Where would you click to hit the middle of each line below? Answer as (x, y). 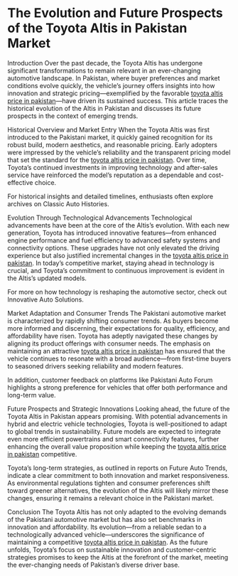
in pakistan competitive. (42, 454)
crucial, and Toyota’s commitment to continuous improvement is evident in (116, 270)
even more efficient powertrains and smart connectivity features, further (113, 439)
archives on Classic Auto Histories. (58, 203)
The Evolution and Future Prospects (115, 13)
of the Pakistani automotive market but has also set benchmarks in (105, 519)
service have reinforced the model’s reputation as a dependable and (107, 175)
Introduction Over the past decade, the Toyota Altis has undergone (105, 63)
